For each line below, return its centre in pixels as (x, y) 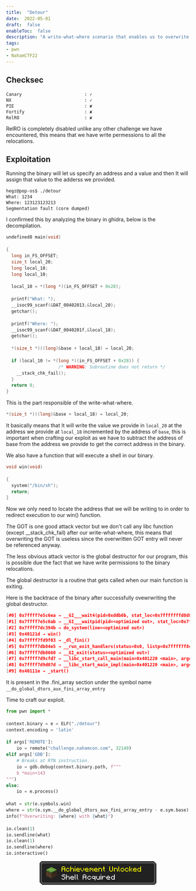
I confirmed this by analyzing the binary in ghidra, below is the (81, 220)
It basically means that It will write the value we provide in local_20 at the (94, 425)
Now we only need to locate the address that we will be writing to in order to (98, 509)
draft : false (23, 25)
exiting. (15, 587)
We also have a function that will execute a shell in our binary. (80, 455)
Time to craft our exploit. (36, 700)
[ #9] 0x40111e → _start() (37, 671)
